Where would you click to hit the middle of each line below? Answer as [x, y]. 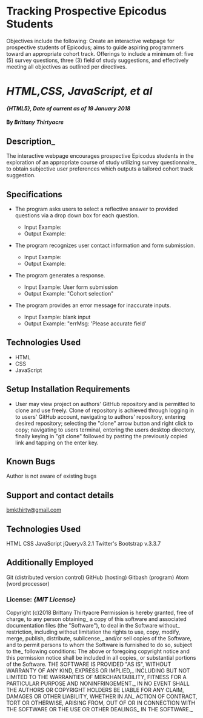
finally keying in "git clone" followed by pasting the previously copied [101, 436]
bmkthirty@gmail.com [34, 510]
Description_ [31, 141]
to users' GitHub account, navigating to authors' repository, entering [100, 416]
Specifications [34, 195]
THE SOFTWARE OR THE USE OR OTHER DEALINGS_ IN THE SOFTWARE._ [100, 710]
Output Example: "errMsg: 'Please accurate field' [85, 323]
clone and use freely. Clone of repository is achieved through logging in [105, 410]
